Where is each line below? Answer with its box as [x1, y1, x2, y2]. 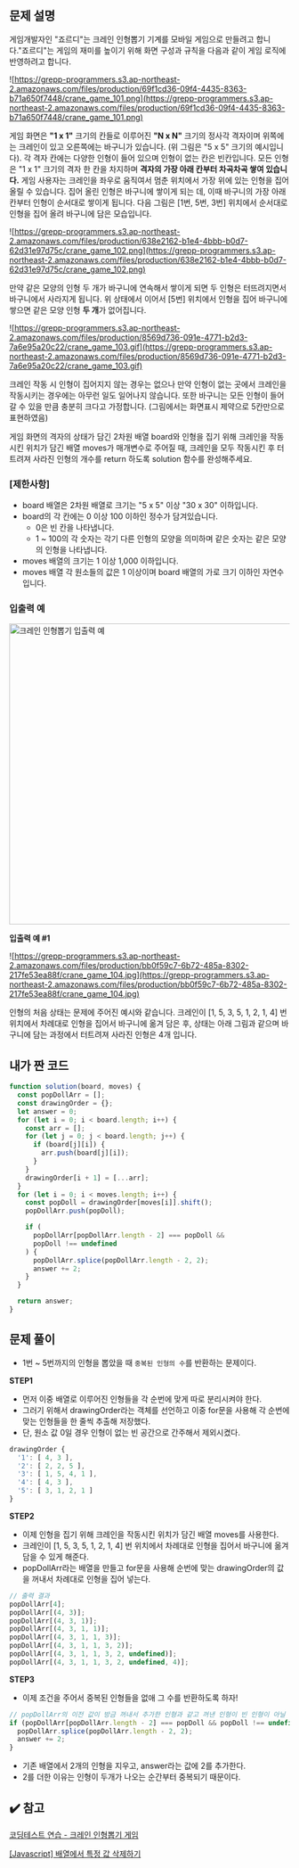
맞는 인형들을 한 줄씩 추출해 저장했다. [21, 1416, 151, 1427]
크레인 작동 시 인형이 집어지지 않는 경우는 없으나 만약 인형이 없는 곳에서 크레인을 [9, 378, 287, 390]
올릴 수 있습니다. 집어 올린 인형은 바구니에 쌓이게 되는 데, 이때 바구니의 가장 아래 [9, 185, 287, 196]
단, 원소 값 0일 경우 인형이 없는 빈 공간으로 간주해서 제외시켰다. [21, 1427, 240, 1437]
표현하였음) [9, 412, 49, 423]
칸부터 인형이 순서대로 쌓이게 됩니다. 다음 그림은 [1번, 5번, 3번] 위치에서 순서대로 [9, 197, 288, 208]
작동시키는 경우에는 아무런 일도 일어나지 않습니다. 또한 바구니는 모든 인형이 [9, 390, 269, 400]
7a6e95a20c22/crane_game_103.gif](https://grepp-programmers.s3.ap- [9, 342, 273, 352]
